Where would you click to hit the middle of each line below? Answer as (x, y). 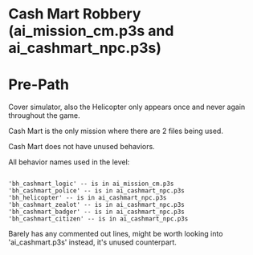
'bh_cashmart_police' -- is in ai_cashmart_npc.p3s (96, 191)
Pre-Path (39, 85)
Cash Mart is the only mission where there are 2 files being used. (116, 131)
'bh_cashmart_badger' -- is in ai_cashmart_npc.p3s (96, 212)
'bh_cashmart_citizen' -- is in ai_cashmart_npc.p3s (98, 219)
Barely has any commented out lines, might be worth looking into (116, 234)
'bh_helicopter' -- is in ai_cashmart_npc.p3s (88, 198)
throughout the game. (44, 115)
